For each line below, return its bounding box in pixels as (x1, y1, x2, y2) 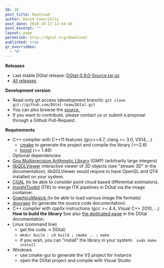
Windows (12, 247, 32, 253)
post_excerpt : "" (5, 26, 41, 31)
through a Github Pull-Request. (12, 117, 76, 123)
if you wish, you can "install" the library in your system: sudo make (19, 237, 157, 243)
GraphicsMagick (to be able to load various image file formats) (12, 195, 141, 201)
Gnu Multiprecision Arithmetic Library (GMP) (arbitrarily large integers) (12, 157, 158, 163)
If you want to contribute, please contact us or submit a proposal (12, 112, 146, 118)
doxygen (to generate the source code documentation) (12, 200, 126, 206)
